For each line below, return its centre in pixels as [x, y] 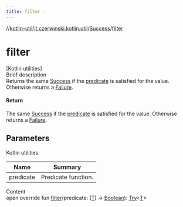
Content [16, 191]
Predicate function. [67, 177]
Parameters [28, 138]
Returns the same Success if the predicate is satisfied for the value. [88, 81]
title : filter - [26, 11]
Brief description [26, 75]
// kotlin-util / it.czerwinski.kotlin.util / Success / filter [65, 28]
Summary [67, 167]
